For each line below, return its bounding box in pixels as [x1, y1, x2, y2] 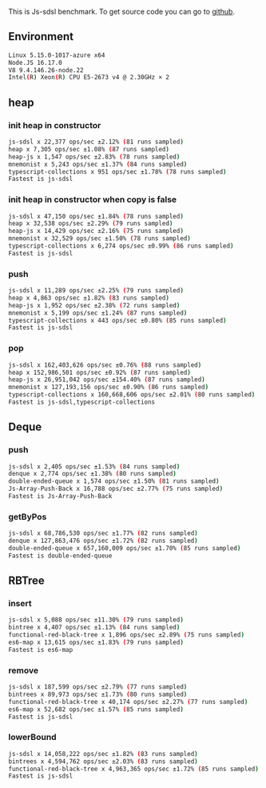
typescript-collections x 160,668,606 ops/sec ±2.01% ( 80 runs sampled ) [8, 391, 256, 399]
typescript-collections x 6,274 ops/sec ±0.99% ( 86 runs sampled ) [8, 242, 234, 251]
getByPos [8, 511, 47, 522]
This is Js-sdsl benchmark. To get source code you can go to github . [8, 7, 236, 16]
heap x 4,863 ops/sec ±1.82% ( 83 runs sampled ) [8, 294, 170, 302]
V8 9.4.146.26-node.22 [8, 66, 84, 74]
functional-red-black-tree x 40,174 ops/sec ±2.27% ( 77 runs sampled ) [8, 698, 248, 706]
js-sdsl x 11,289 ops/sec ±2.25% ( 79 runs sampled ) [8, 287, 184, 295]
